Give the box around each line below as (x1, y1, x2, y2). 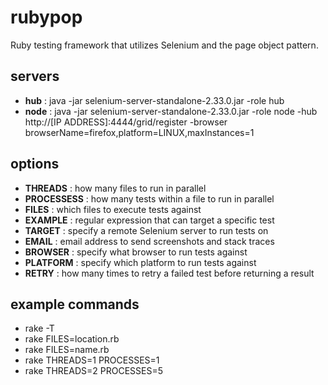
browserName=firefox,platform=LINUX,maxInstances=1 (24, 126, 255, 138)
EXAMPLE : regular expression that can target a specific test (24, 214, 275, 226)
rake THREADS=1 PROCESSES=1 (24, 354, 160, 366)
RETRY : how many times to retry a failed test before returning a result (24, 267, 315, 279)
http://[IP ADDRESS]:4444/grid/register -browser (24, 116, 228, 128)
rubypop (10, 6, 83, 29)
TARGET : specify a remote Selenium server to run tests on (24, 224, 269, 236)
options (10, 156, 60, 173)
